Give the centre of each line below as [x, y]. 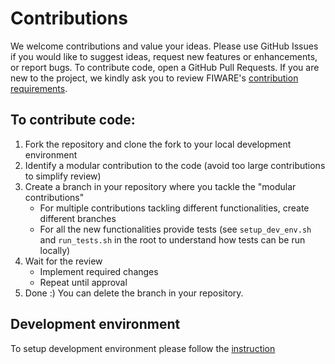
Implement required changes [99, 271]
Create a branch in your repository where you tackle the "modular [160, 186]
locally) [55, 250]
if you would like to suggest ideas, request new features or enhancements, [164, 56]
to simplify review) [63, 176]
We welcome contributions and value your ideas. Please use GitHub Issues [164, 46]
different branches [78, 218]
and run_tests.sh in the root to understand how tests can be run [172, 239]
